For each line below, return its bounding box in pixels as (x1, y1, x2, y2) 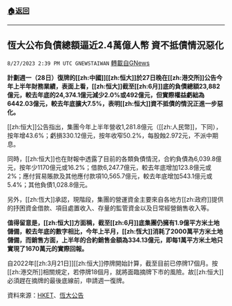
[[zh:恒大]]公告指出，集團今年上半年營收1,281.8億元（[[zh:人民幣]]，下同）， (7, 123, 222, 131)
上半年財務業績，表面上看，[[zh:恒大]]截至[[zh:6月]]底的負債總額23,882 (12, 82, 221, 90)
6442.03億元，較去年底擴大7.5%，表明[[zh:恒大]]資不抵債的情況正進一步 (7, 99, 217, 108)
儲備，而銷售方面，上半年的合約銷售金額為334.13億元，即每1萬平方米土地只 (7, 236, 223, 245)
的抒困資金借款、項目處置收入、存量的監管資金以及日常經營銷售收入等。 (7, 204, 213, 212)
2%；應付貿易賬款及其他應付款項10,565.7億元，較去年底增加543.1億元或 (7, 172, 213, 180)
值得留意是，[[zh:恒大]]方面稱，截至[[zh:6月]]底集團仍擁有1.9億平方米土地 (7, 219, 220, 227)
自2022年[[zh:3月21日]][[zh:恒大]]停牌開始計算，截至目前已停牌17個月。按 (7, 259, 218, 267)
